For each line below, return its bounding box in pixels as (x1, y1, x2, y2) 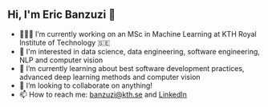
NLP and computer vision (18, 55, 104, 65)
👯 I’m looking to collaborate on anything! (18, 81, 153, 90)
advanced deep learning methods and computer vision (18, 72, 201, 81)
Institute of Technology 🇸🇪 (18, 38, 111, 47)
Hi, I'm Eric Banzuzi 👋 (7, 8, 116, 22)
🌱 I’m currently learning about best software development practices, (18, 63, 245, 73)
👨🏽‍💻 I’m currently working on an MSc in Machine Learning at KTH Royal (18, 29, 258, 38)
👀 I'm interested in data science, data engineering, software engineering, (18, 46, 260, 56)
